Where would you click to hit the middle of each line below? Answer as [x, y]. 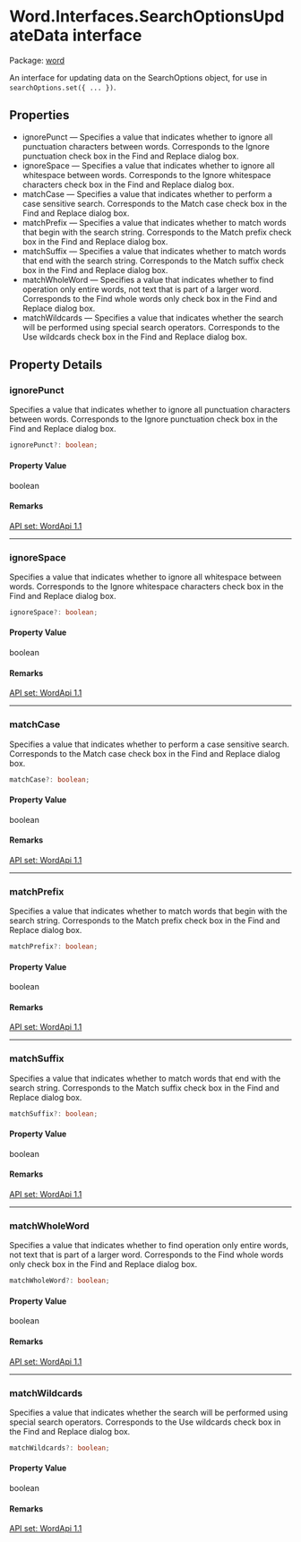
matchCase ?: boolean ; [50, 780]
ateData [39, 35]
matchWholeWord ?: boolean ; [60, 1281]
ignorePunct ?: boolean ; [54, 445]
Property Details [56, 365]
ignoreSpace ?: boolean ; [54, 613]
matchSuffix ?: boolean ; [54, 1114]
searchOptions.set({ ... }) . [63, 87]
